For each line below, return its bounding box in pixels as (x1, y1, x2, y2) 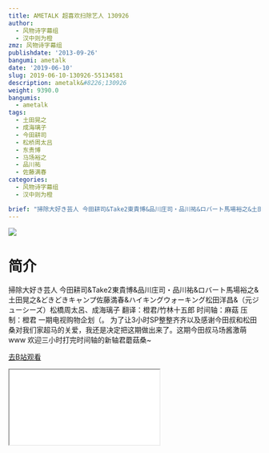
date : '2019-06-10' (8, 64, 74, 72)
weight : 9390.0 (8, 86, 59, 95)
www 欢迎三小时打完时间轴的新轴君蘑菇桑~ (8, 335, 152, 345)
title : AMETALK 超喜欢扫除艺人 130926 (8, 11, 130, 20)
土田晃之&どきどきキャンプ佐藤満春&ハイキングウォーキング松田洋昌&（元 (8, 295, 252, 305)
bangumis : (8, 94, 42, 102)
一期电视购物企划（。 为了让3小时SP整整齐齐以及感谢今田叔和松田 (38, 315, 258, 325)
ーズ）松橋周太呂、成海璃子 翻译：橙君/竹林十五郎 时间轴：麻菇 (29, 305, 239, 315)
